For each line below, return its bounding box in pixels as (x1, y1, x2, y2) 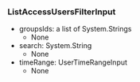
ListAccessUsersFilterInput (7, 6, 116, 17)
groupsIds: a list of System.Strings (18, 24, 132, 34)
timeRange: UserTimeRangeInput (18, 58, 128, 67)
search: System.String (18, 41, 92, 50)
